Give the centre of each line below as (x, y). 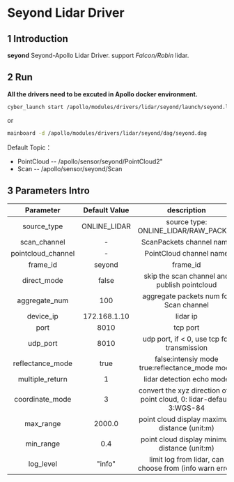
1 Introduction (38, 39)
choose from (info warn (176, 468)
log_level (43, 464)
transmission (186, 348)
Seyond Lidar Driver (66, 13)
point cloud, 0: (164, 400)
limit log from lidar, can (187, 460)
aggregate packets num (181, 296)
